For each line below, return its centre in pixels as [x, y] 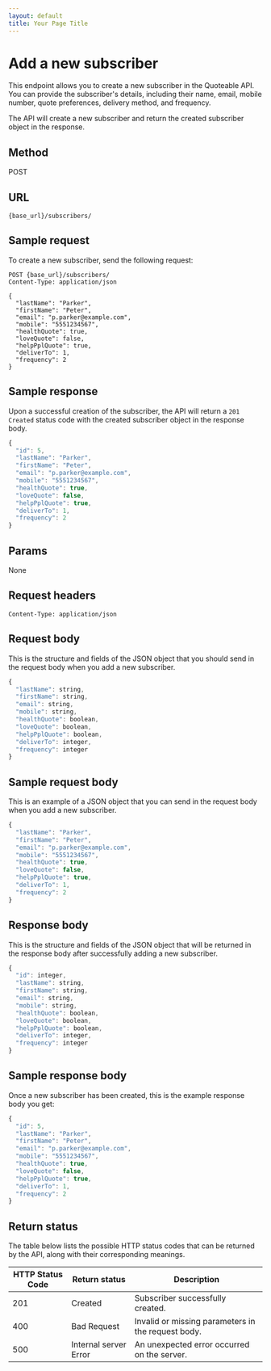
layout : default [35, 16]
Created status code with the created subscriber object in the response [126, 419]
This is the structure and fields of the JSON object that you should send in [131, 658]
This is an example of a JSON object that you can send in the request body [133, 801]
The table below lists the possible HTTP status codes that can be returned [132, 1246]
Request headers [52, 596]
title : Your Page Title [48, 23]
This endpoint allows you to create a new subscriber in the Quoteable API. [131, 86]
